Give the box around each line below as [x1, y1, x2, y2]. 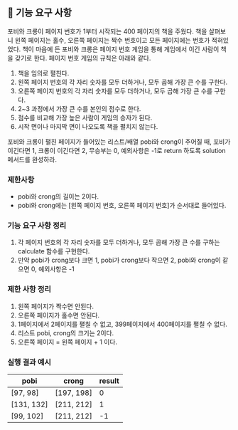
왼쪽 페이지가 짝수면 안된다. [17, 302, 94, 310]
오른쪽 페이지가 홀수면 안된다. [17, 310, 100, 319]
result [99, 376, 119, 386]
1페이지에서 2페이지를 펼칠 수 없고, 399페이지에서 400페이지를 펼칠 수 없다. [17, 320, 227, 328]
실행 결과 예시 [7, 357, 52, 367]
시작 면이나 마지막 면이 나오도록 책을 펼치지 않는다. [17, 122, 158, 130]
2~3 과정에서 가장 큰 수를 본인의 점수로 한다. [17, 104, 141, 112]
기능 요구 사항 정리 [7, 221, 67, 231]
